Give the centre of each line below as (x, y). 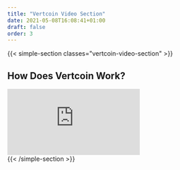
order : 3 (20, 34)
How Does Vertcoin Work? (66, 76)
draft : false (26, 27)
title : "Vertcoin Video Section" (56, 14)
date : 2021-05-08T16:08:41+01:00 (56, 20)
